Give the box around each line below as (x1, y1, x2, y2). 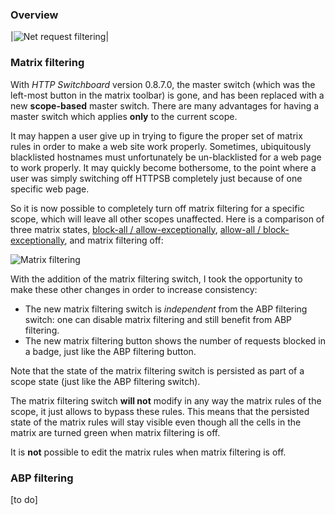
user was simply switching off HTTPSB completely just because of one (10, 172, 303, 184)
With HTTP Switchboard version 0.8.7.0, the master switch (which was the (10, 78, 316, 90)
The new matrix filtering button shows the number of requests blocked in (24, 334, 326, 347)
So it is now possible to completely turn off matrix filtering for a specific (10, 202, 305, 214)
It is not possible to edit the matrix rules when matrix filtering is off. (10, 446, 287, 458)
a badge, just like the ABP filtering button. (24, 345, 197, 357)
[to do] (10, 493, 38, 505)
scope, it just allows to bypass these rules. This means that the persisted (10, 405, 310, 417)
